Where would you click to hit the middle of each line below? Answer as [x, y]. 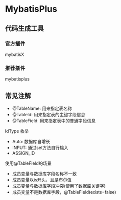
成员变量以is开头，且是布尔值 [42, 179]
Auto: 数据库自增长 [31, 141]
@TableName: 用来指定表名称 [42, 108]
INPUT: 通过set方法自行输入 [40, 148]
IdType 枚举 [17, 131]
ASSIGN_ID [24, 153]
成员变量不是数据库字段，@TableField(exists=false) [64, 192]
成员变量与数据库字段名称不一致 [44, 174]
